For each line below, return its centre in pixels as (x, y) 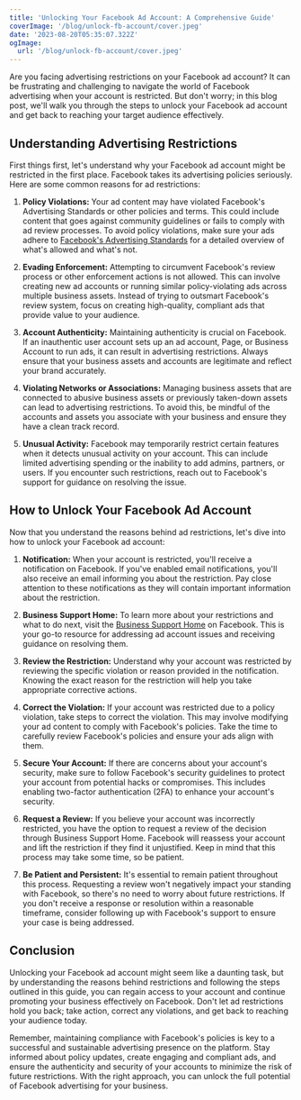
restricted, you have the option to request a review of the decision (144, 828)
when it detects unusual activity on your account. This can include (145, 453)
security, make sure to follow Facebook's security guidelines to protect (154, 772)
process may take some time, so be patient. (103, 857)
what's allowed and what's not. (80, 250)
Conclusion (42, 951)
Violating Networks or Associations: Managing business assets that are (157, 387)
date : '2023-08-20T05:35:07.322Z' (74, 34)
